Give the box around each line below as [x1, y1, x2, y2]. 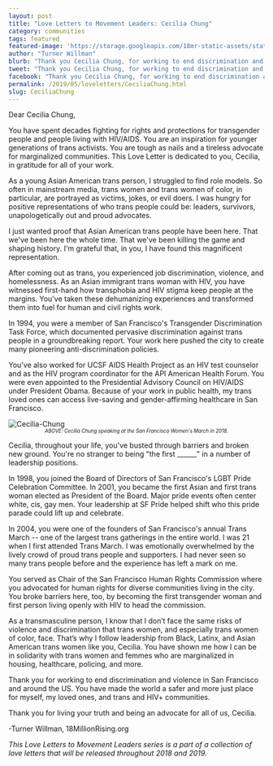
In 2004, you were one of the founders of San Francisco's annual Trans [8, 524, 247, 534]
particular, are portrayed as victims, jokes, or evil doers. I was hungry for [8, 193, 252, 204]
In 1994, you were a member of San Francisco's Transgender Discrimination [8, 318, 262, 328]
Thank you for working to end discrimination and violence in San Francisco [8, 675, 259, 685]
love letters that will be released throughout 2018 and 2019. [8, 748, 207, 758]
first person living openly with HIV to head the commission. [8, 600, 206, 611]
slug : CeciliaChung [8, 87, 75, 96]
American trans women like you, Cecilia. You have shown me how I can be [8, 642, 258, 652]
